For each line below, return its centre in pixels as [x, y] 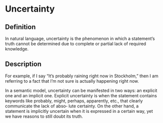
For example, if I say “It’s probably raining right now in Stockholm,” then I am [82, 76]
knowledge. [17, 49]
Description [23, 64]
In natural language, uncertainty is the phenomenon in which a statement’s [80, 38]
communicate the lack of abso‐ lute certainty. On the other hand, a [72, 106]
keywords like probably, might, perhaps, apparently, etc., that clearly [74, 101]
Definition [20, 27]
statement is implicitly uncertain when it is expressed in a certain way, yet [79, 111]
